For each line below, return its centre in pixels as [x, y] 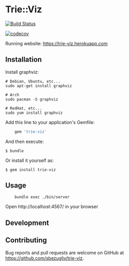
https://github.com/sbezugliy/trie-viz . [45, 258]
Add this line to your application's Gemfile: [50, 122]
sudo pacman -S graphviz [32, 99]
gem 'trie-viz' [31, 132]
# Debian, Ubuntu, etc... [33, 81]
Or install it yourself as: [29, 160]
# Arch [12, 95]
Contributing [26, 240]
